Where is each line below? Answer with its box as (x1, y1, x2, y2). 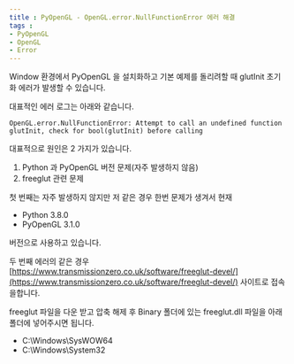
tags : (9, 21, 34, 30)
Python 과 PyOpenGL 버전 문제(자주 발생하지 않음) (21, 162, 199, 173)
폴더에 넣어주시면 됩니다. (9, 318, 94, 329)
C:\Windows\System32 (21, 345, 106, 355)
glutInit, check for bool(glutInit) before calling (9, 127, 203, 136)
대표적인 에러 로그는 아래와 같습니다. (9, 101, 134, 112)
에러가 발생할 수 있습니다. (18, 82, 106, 93)
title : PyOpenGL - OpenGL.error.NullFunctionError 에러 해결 (9, 12, 236, 22)
